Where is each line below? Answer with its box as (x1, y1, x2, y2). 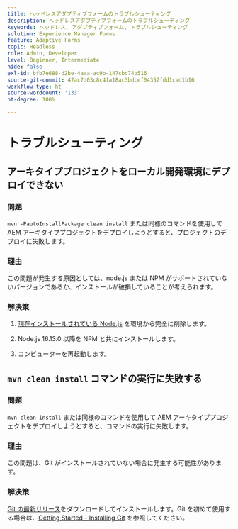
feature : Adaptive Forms (7, 37, 81, 44)
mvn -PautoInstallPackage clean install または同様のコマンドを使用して (7, 219, 223, 228)
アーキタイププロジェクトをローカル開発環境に (7, 165, 212, 177)
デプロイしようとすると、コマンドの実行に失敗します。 (31, 422, 193, 430)
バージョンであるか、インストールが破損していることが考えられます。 (13, 283, 217, 291)
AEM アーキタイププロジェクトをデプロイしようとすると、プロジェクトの (7, 228, 221, 236)
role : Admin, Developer (7, 50, 78, 57)
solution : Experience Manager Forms (7, 30, 115, 38)
